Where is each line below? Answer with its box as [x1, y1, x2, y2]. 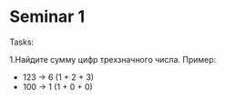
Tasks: [9, 36, 35, 47]
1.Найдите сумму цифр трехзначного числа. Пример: [9, 54, 217, 65]
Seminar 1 [9, 6, 85, 27]
